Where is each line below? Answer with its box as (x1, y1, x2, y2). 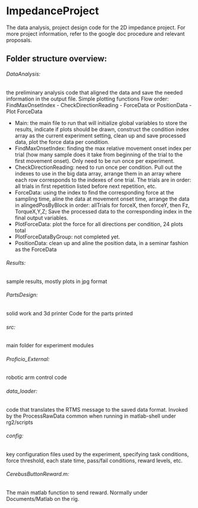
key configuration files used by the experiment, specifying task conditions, (6, 450, 189, 457)
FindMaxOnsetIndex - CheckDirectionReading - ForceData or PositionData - (6, 101, 192, 108)
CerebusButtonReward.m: (6, 471, 70, 478)
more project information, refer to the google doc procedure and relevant (6, 30, 186, 37)
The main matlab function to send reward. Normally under (6, 489, 148, 496)
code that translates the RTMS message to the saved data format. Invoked (6, 406, 188, 413)
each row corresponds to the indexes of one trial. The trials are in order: (14, 176, 191, 183)
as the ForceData (14, 246, 57, 253)
